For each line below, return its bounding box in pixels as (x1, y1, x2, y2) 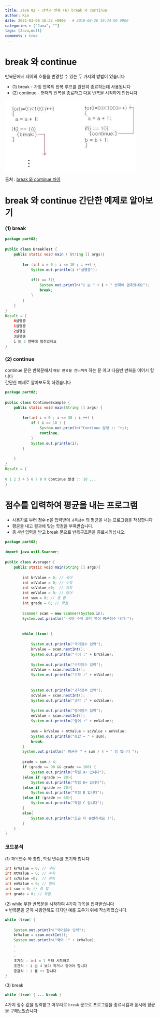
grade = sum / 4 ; (22, 760, 57, 764)
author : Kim (5, 13, 29, 18)
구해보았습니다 (10, 1008, 38, 1014)
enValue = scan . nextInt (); (30, 713, 86, 718)
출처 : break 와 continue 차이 (5, 176, 60, 182)
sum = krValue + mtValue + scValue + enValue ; (30, 729, 127, 733)
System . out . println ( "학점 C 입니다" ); (30, 800, 104, 806)
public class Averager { (5, 560, 55, 565)
